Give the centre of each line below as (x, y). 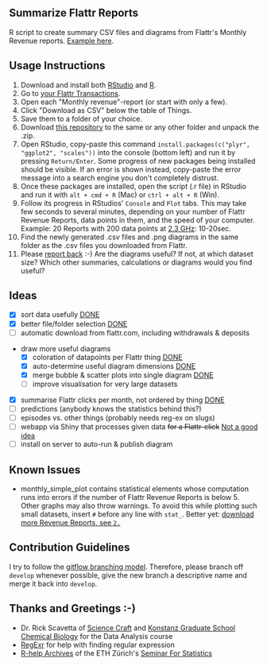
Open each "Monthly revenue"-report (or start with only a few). (124, 102)
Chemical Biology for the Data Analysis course (97, 636)
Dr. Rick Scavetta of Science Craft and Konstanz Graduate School (128, 628)
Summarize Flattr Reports (74, 13)
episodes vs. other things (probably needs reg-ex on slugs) (118, 418)
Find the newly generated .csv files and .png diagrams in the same (130, 237)
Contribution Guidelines (70, 548)
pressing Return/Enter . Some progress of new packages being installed (138, 161)
